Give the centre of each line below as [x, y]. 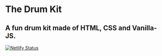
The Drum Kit [34, 9]
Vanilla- [145, 28]
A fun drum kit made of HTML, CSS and [68, 28]
